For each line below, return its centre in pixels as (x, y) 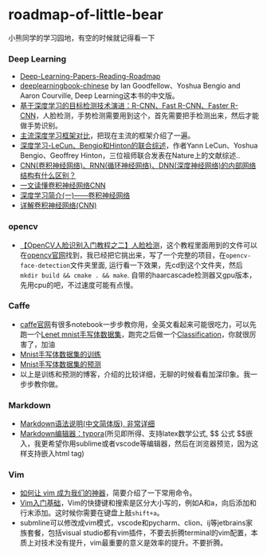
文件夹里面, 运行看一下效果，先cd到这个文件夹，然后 (157, 265)
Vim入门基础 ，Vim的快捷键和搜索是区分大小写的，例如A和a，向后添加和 (138, 503)
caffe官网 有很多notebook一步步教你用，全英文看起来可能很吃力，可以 (134, 324)
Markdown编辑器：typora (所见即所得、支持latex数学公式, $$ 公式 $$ (133, 434)
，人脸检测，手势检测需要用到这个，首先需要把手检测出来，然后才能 (147, 116)
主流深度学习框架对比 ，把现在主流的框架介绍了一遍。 (107, 136)
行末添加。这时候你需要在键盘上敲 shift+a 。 (92, 513)
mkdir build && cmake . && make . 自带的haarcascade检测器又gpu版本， (138, 275)
